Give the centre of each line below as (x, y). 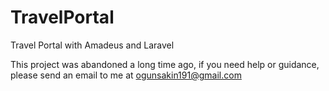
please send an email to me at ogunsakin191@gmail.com (126, 75)
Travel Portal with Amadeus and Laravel (92, 45)
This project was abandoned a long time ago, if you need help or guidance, (165, 64)
